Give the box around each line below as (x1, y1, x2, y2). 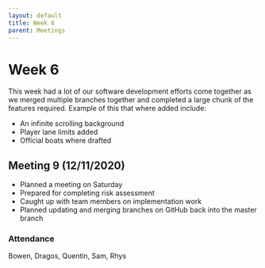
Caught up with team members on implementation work (19, 197, 202, 206)
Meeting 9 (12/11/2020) (8, 159, 125, 172)
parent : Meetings (8, 26, 66, 34)
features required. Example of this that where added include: (8, 104, 206, 113)
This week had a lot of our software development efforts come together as (8, 86, 252, 96)
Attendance (8, 233, 55, 244)
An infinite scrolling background (19, 119, 125, 128)
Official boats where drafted (19, 136, 112, 145)
